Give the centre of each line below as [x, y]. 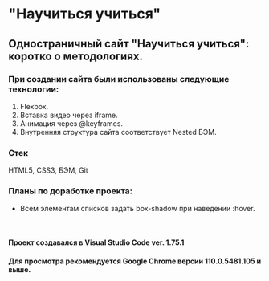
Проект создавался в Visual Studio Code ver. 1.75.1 [96, 242]
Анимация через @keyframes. [71, 123]
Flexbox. [34, 106]
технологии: [34, 89]
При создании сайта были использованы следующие [119, 79]
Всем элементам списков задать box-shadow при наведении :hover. [137, 209]
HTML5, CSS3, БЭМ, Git [48, 170]
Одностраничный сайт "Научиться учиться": [129, 44]
